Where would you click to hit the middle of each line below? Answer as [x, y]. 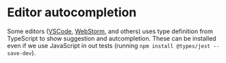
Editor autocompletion [72, 13]
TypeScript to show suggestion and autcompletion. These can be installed [112, 38]
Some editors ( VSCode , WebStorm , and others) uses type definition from [110, 31]
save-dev [20, 53]
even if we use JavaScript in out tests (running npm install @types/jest [109, 45]
